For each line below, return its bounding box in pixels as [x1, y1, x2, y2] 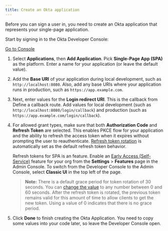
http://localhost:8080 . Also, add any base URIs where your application [12, 81, 161, 87]
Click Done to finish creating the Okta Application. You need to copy [12, 215, 154, 221]
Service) [12, 158, 30, 164]
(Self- [139, 153, 151, 159]
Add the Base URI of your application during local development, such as [12, 76, 161, 82]
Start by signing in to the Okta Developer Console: [5, 36, 109, 42]
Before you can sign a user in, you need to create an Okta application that [5, 21, 157, 27]
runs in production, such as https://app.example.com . [12, 86, 123, 93]
